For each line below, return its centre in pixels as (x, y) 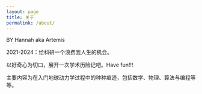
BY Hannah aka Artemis (35, 40)
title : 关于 (20, 17)
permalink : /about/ (31, 23)
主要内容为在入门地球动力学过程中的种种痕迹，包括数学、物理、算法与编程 (98, 78)
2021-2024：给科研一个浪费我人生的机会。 (60, 52)
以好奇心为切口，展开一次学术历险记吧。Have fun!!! (70, 65)
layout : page (23, 12)
